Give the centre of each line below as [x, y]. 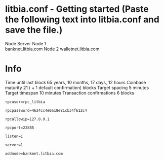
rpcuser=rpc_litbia [25, 102]
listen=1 [14, 136]
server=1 [14, 145]
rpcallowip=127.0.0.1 [27, 119]
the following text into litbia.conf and [82, 19]
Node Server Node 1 [26, 43]
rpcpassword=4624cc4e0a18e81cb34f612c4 [46, 110]
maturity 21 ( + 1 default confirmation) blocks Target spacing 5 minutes [77, 88]
